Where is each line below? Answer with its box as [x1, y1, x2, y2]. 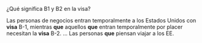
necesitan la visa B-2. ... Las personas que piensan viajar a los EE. [6, 30, 174, 37]
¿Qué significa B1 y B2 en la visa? [6, 5, 91, 12]
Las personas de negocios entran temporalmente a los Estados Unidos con [6, 17, 196, 24]
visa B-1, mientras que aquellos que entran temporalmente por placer [6, 24, 183, 30]
